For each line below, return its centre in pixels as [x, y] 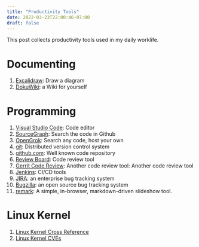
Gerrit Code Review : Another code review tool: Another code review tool [104, 166]
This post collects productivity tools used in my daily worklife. [83, 40]
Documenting [41, 64]
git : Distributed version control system [62, 147]
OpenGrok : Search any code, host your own [70, 141]
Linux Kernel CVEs [38, 238]
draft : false [23, 23]
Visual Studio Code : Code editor [55, 128]
